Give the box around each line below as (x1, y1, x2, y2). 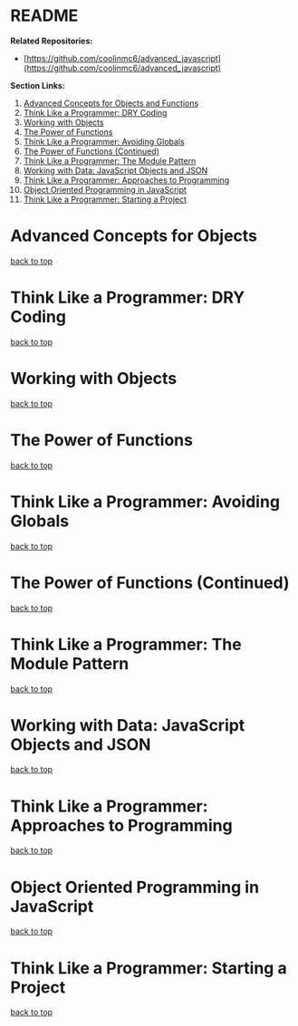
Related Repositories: (10, 35, 93, 46)
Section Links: (10, 80, 66, 91)
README (10, 5, 79, 26)
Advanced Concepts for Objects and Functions (23, 97, 199, 109)
